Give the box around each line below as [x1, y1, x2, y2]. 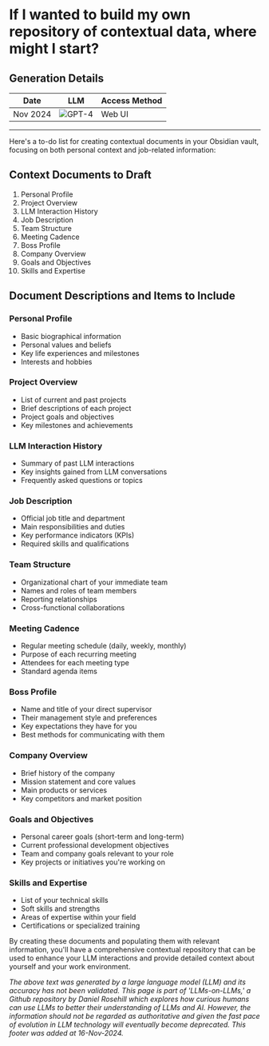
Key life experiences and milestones [20, 348, 140, 357]
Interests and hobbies [20, 357, 93, 366]
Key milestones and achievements [20, 420, 133, 429]
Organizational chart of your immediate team [20, 577, 168, 587]
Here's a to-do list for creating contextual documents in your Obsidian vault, [9, 137, 259, 146]
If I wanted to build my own [9, 6, 191, 24]
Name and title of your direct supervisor [20, 705, 152, 714]
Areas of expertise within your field [20, 912, 136, 922]
